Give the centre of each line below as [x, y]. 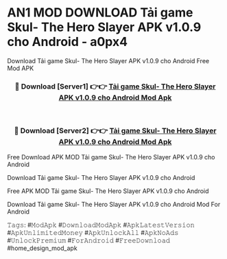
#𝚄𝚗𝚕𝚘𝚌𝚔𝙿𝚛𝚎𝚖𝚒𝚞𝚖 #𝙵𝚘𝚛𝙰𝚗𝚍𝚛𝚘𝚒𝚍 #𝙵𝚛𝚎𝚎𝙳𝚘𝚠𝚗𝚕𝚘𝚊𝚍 [88, 240]
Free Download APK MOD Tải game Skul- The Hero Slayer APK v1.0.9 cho [111, 157]
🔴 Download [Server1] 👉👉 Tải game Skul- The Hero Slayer [115, 86]
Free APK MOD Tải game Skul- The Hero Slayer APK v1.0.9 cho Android [108, 191]
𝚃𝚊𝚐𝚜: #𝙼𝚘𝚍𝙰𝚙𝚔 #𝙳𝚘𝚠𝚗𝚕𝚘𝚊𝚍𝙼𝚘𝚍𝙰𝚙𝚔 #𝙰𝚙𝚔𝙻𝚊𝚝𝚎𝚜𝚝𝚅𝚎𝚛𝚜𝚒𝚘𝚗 [101, 225]
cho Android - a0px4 [68, 42]
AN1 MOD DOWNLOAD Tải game [100, 13]
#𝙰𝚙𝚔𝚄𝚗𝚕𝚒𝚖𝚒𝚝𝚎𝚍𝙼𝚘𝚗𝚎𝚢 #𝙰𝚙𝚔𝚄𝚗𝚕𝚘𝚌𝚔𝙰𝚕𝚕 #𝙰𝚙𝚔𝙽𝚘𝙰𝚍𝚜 [93, 232]
